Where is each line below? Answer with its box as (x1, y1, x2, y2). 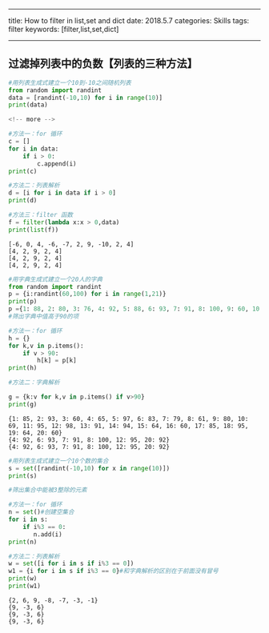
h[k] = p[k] (37, 357, 78, 365)
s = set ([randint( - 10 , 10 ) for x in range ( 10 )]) (8, 464, 171, 472)
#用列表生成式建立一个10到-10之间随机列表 (8, 78, 132, 86)
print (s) (8, 471, 38, 480)
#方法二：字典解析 (8, 379, 60, 387)
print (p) (8, 298, 38, 306)
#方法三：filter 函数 (8, 211, 74, 219)
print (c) (8, 167, 38, 175)
